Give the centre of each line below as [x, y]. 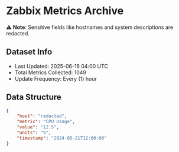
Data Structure [34, 98]
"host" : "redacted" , [42, 116]
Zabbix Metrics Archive [65, 11]
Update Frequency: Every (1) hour [56, 78]
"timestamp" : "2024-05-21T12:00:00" [62, 138]
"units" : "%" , [34, 133]
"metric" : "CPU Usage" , [46, 122]
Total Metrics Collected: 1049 [51, 72]
